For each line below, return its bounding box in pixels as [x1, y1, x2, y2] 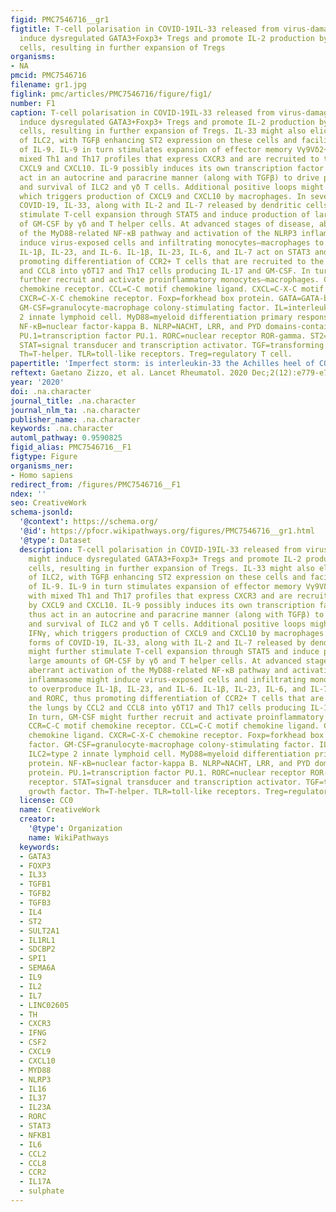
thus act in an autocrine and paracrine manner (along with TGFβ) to [28, 609, 325, 620]
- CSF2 [19, 1037, 47, 1048]
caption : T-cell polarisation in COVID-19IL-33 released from [10, 107, 275, 118]
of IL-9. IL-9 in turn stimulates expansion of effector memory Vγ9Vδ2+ [19, 145, 329, 155]
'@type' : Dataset [19, 535, 92, 545]
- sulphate [19, 1186, 65, 1196]
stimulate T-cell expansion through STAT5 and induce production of [19, 210, 311, 220]
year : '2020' [10, 377, 65, 387]
